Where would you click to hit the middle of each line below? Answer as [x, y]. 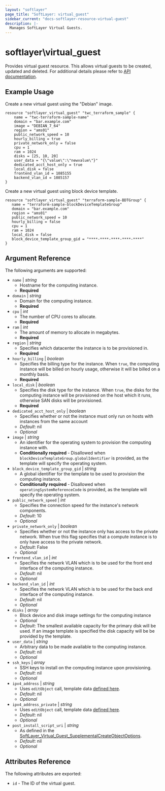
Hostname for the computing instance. [59, 285]
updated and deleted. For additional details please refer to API [68, 72]
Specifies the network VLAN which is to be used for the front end [86, 563]
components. [33, 510]
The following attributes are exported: [43, 773]
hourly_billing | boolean [38, 359]
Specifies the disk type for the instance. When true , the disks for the [89, 390]
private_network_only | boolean [45, 526]
